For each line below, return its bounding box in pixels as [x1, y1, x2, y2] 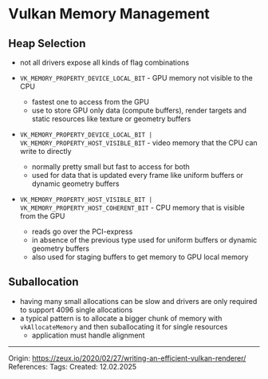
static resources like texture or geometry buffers [31, 114, 191, 124]
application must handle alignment [31, 330, 145, 340]
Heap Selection [8, 37, 86, 50]
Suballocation [8, 275, 79, 289]
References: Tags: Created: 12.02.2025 [8, 361, 137, 371]
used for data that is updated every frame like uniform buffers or [31, 171, 243, 180]
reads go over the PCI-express [31, 227, 133, 236]
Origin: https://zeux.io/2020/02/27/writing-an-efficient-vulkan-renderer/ [8, 353, 246, 363]
